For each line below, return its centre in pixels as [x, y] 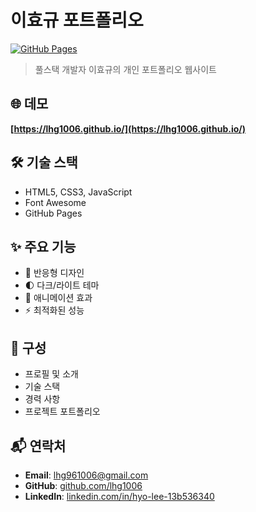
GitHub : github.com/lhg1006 [83, 485]
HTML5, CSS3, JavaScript [78, 192]
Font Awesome [55, 202]
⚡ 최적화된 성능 [54, 310]
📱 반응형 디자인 [54, 273]
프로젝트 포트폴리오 [62, 412]
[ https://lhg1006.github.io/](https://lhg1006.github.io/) [128, 128]
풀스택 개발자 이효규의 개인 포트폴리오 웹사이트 [125, 69]
